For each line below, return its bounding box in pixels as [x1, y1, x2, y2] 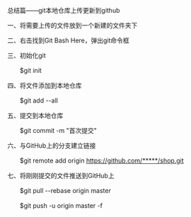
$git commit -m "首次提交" [19, 127, 97, 134]
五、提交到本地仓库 [7, 112, 64, 119]
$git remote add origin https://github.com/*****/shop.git [19, 156, 184, 165]
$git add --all [19, 96, 58, 105]
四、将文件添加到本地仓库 [7, 81, 82, 90]
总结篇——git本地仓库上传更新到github [7, 6, 120, 14]
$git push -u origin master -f [19, 201, 103, 210]
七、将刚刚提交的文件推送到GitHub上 [7, 172, 115, 180]
